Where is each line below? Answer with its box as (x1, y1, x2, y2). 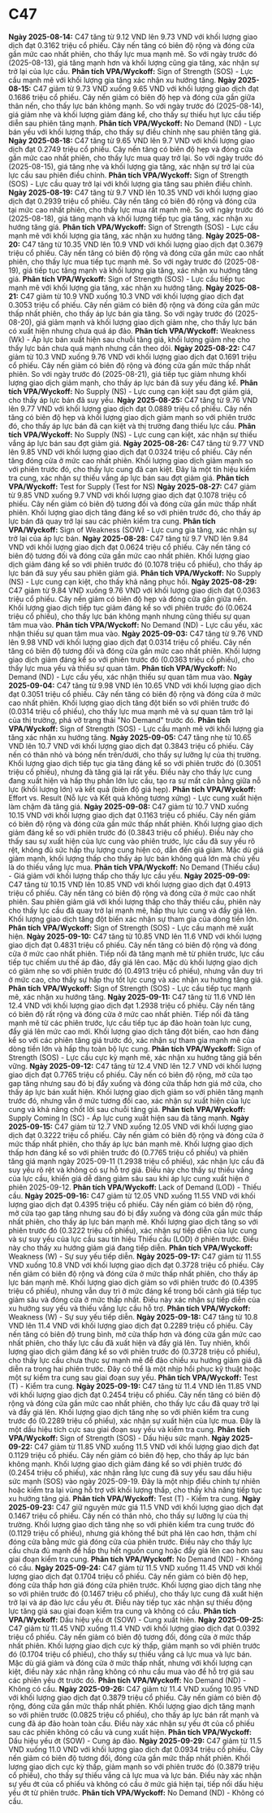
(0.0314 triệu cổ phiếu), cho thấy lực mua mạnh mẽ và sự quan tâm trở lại (8, 706, 253, 716)
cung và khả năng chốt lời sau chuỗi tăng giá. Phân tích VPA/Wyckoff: (8, 1104, 246, 1114)
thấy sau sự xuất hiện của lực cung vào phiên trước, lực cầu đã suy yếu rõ (8, 836, 256, 846)
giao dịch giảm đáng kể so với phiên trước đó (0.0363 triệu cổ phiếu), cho (8, 655, 255, 664)
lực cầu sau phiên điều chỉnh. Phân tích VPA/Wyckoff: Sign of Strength (8, 170, 249, 180)
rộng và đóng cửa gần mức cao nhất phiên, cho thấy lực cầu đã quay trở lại (8, 1398, 260, 1408)
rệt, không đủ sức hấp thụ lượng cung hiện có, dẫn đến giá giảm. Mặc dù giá (8, 844, 264, 855)
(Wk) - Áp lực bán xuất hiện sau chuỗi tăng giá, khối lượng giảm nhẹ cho (8, 335, 250, 344)
